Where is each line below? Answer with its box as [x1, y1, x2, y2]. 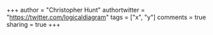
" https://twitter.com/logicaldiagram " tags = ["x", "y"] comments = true [6, 13, 207, 21]
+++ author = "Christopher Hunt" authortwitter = [6, 6, 145, 14]
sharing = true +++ [6, 21, 61, 28]
